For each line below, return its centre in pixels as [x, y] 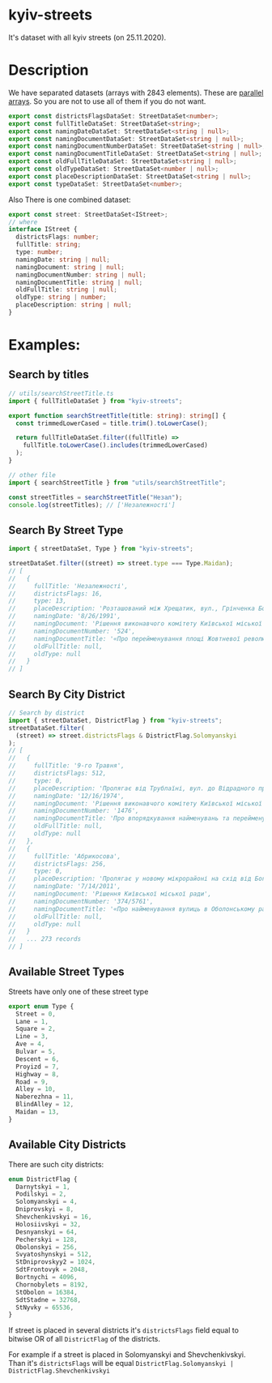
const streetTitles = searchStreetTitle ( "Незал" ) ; [96, 497]
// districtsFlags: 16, [56, 594]
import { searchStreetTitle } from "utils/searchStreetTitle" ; [117, 483]
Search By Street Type [66, 530]
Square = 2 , [36, 1029]
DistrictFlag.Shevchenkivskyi [59, 1371]
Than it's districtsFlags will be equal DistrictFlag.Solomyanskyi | [121, 1364]
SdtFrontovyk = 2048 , [52, 1270]
